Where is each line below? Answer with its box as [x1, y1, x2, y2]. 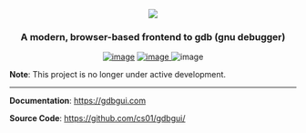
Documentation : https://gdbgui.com [9, 96, 147, 107]
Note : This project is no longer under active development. [9, 69, 226, 80]
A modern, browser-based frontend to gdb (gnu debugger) [20, 30, 286, 43]
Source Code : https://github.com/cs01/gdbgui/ [9, 113, 186, 124]
